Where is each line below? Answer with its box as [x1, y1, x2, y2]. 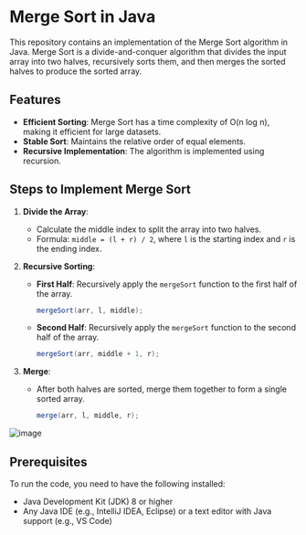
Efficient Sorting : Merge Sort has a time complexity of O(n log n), [22, 116, 270, 127]
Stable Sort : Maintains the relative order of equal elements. [22, 135, 247, 147]
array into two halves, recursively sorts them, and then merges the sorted [9, 56, 286, 67]
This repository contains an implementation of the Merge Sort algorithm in [9, 37, 289, 47]
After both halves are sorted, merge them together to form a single [36, 383, 288, 394]
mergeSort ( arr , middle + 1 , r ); [36, 350, 160, 359]
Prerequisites [9, 454, 88, 469]
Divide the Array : [22, 205, 90, 216]
